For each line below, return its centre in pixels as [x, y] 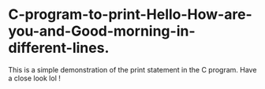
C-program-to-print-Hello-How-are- [130, 15]
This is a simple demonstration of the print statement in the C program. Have [132, 69]
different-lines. [59, 48]
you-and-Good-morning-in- [102, 31]
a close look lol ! [35, 78]
